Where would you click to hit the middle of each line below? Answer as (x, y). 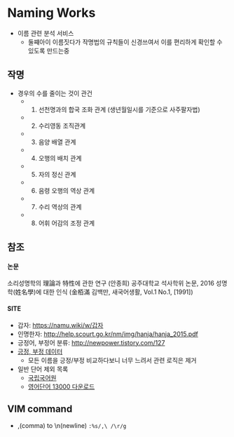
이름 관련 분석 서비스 (46, 33)
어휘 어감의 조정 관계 (67, 223)
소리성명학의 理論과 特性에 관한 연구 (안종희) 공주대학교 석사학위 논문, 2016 (111, 283)
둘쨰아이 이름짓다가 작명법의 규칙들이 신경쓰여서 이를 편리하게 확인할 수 (125, 42)
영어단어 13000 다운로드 (61, 386)
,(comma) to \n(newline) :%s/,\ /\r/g (72, 426)
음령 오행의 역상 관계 (67, 190)
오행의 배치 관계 (60, 158)
